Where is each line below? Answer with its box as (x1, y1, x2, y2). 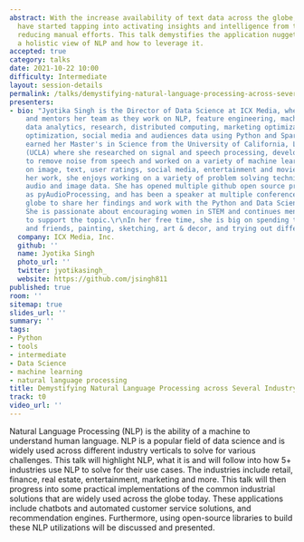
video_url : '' (9, 401, 63, 411)
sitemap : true (9, 300, 63, 309)
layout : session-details (9, 81, 103, 90)
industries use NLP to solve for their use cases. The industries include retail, (9, 464, 293, 475)
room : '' (9, 291, 43, 300)
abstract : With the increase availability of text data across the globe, (9, 13, 298, 23)
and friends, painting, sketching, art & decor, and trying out (25, 224, 273, 233)
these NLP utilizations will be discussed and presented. (9, 522, 215, 533)
